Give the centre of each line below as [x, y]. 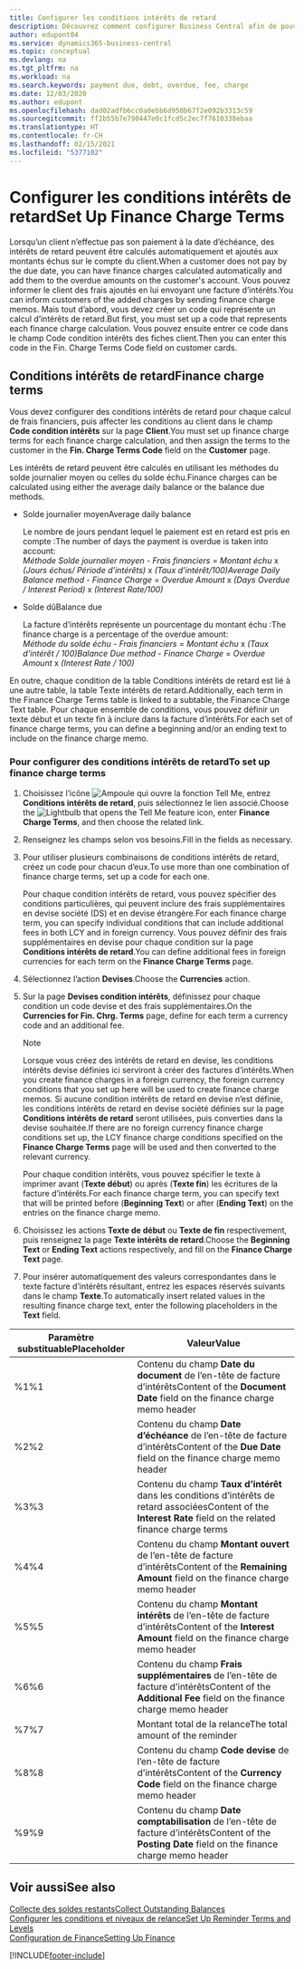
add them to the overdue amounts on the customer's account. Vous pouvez [150, 280]
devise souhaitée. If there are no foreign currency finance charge [143, 1128]
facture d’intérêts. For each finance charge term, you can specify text [151, 1193]
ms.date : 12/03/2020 [48, 93]
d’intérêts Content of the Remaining [212, 1566]
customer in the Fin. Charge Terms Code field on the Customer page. [140, 450]
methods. [27, 497]
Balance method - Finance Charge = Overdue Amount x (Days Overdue [156, 580]
